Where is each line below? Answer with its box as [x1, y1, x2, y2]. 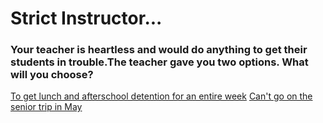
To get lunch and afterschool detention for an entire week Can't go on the [10, 90, 313, 102]
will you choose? [10, 68, 94, 82]
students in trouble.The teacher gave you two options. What [10, 55, 309, 69]
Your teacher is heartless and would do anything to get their [10, 43, 308, 57]
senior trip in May [10, 101, 83, 113]
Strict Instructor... [10, 7, 163, 30]
